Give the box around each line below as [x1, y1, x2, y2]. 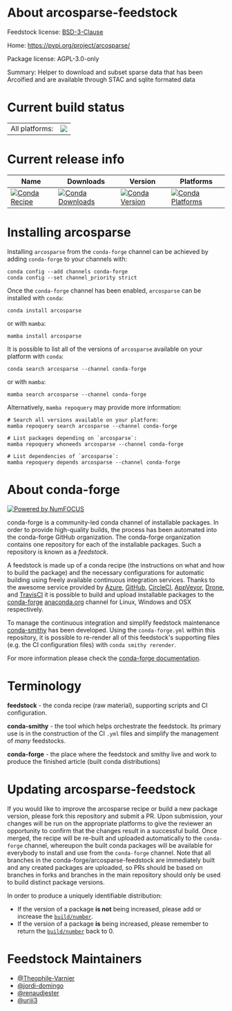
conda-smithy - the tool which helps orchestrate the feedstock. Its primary [7, 722, 222, 730]
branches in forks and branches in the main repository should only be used [7, 871, 221, 879]
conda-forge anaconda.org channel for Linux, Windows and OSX [7, 597, 192, 606]
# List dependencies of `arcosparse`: [7, 453, 119, 459]
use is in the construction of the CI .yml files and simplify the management [7, 729, 219, 738]
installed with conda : [7, 293, 64, 302]
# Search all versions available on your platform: [7, 417, 159, 423]
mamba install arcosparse [7, 332, 81, 340]
